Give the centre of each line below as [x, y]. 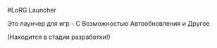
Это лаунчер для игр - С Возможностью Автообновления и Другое [108, 23]
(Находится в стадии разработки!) [59, 37]
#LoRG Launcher [32, 10]
